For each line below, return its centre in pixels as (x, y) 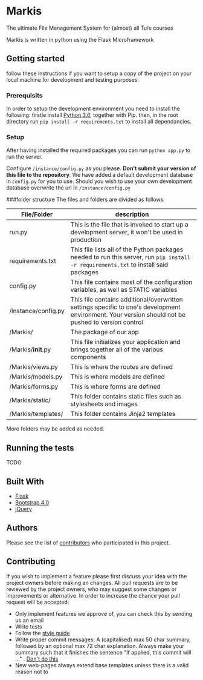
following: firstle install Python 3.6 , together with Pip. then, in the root (92, 115)
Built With (25, 482)
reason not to (32, 672)
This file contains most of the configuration (131, 282)
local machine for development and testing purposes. (73, 79)
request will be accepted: (38, 602)
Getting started (36, 59)
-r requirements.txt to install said (119, 265)
